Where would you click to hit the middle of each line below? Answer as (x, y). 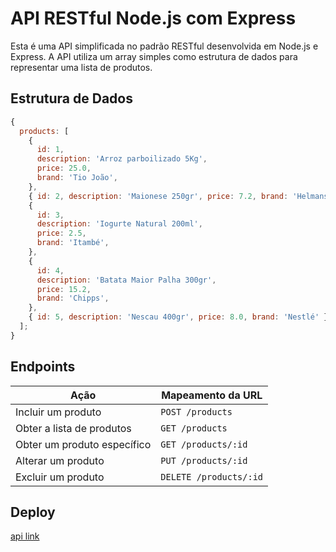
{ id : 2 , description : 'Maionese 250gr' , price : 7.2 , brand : (158, 196)
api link (25, 536)
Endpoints (43, 367)
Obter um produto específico (83, 444)
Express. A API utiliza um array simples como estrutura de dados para (154, 56)
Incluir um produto (58, 412)
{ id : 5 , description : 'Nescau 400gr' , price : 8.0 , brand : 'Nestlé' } (178, 317)
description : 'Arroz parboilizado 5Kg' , (122, 159)
